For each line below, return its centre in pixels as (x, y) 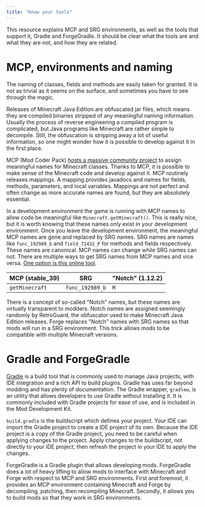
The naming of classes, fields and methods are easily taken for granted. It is (102, 84)
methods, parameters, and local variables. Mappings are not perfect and (98, 186)
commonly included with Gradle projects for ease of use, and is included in (101, 402)
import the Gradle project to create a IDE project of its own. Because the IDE (102, 427)
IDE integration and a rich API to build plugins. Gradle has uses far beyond (99, 383)
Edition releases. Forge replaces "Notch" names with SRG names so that (98, 321)
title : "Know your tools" (39, 12)
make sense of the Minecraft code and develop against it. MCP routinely (97, 173)
